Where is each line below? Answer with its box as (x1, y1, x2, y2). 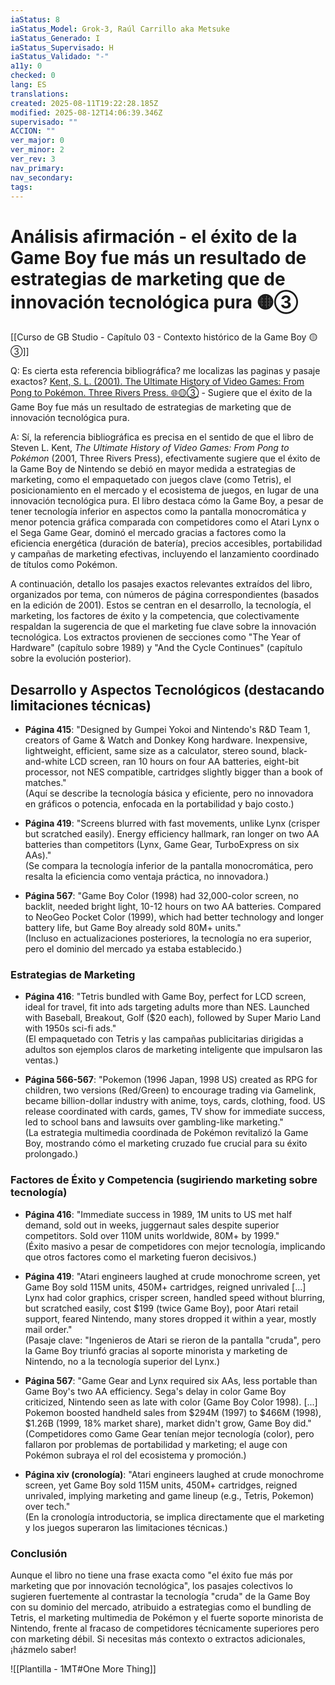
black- (281, 745, 308, 757)
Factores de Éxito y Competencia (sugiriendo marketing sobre (10, 1173, 318, 1187)
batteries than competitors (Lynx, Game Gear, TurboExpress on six (24, 839, 300, 851)
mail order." (24, 1323, 73, 1335)
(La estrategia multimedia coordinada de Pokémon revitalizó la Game (24, 1127, 309, 1139)
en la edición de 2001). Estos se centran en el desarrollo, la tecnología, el (10, 599, 312, 611)
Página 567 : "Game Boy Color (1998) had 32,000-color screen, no (24, 890, 299, 902)
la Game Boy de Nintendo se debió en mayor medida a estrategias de (10, 463, 296, 475)
